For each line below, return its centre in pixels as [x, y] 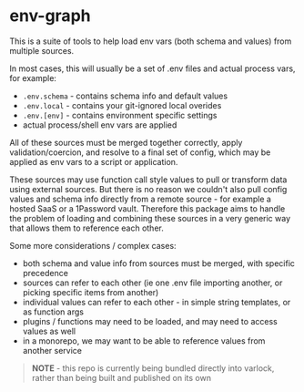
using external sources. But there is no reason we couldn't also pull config [148, 189]
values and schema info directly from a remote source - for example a [140, 199]
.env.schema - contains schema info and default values [125, 96]
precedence [45, 273]
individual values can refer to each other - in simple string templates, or [157, 302]
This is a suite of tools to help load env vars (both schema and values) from [151, 41]
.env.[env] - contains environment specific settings [120, 115]
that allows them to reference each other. [86, 228]
